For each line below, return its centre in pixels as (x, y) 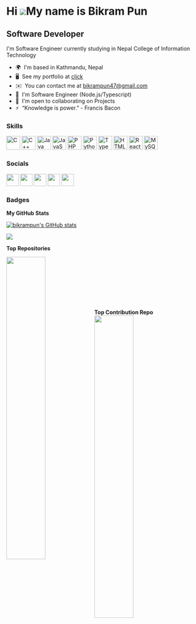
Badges (18, 200)
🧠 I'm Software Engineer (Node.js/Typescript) (73, 94)
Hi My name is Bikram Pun (77, 11)
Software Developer (45, 34)
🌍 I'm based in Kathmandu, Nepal (59, 67)
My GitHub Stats (28, 213)
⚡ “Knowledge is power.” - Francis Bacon (68, 108)
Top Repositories (28, 248)
